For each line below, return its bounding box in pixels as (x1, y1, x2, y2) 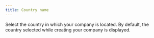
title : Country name (5, 7, 49, 13)
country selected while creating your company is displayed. (5, 26, 131, 33)
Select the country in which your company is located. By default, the (5, 21, 149, 27)
